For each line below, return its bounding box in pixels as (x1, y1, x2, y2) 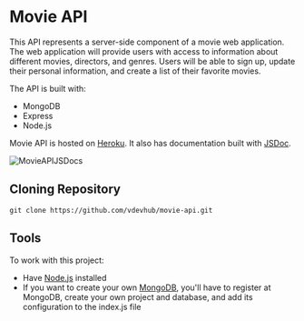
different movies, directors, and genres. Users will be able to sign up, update (9, 55, 296, 66)
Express (22, 110, 54, 121)
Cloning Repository (9, 182, 121, 197)
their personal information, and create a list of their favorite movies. (9, 65, 261, 76)
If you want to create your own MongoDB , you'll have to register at (22, 282, 271, 293)
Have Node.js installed (22, 272, 107, 283)
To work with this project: (9, 255, 104, 266)
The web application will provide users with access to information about (9, 45, 279, 56)
